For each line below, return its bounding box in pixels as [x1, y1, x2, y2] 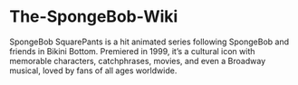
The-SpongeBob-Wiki [9, 6, 178, 27]
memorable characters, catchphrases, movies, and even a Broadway [9, 55, 265, 66]
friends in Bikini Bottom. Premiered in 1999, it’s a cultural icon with [9, 45, 255, 56]
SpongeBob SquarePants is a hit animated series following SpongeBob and [9, 36, 290, 47]
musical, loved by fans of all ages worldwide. [9, 65, 178, 76]
